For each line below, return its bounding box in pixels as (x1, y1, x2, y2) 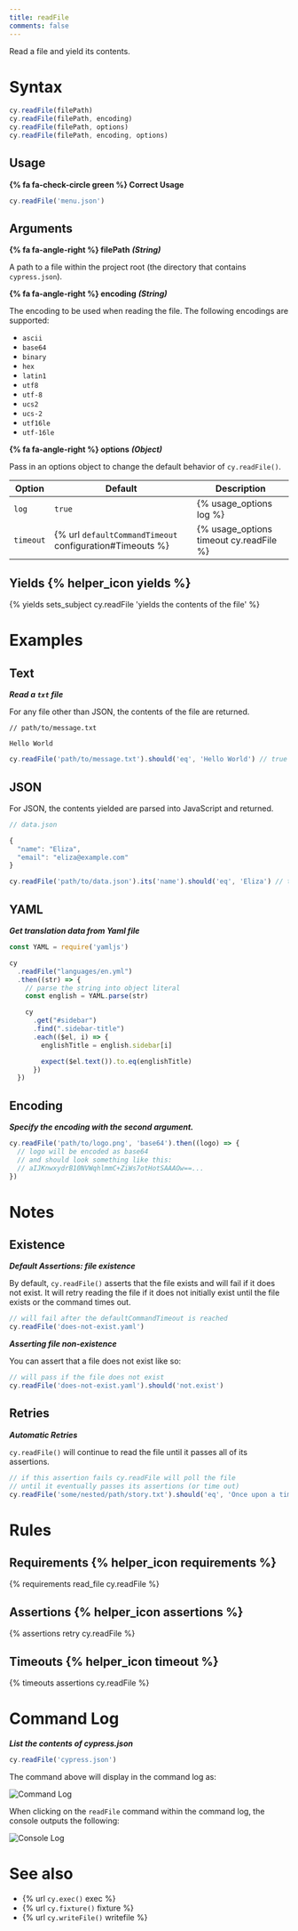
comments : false (9, 21, 69, 30)
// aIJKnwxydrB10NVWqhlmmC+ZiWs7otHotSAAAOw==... (17, 1163, 204, 1172)
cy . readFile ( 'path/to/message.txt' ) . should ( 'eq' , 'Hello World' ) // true (9, 755, 288, 764)
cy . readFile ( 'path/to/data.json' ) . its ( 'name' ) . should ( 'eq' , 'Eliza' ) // (9, 877, 284, 886)
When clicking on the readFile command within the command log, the (9, 1806, 265, 1816)
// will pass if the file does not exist (9, 1373, 165, 1382)
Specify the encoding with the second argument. (9, 1122, 193, 1132)
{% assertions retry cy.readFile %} (9, 1629, 136, 1639)
